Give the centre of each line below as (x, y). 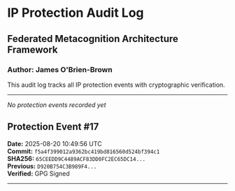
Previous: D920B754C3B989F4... (52, 166)
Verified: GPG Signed (38, 174)
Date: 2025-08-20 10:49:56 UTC (55, 143)
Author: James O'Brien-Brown (60, 69)
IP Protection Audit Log (76, 13)
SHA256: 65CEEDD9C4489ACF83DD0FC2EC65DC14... (76, 158)
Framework (33, 49)
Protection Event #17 (53, 127)
